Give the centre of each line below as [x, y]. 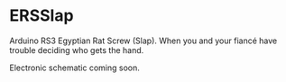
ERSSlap [42, 16]
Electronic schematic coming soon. [74, 68]
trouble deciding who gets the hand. [77, 50]
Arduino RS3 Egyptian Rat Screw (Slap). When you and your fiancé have [143, 41]
